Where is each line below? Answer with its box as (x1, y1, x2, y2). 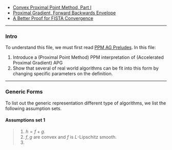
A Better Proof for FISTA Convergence (12, 15, 94, 21)
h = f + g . (25, 128, 46, 135)
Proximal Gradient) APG (12, 60, 63, 66)
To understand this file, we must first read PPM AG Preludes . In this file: (5, 45, 156, 51)
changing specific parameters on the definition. (12, 71, 113, 77)
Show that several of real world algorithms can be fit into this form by (12, 65, 159, 71)
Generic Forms (5, 88, 43, 95)
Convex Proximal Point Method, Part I (12, 5, 92, 10)
